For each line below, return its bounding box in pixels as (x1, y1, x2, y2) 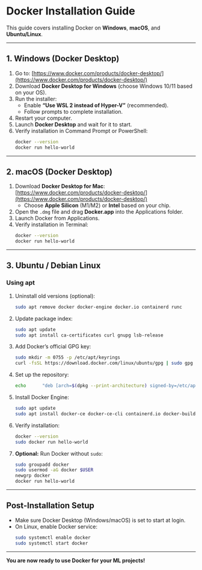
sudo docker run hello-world (14, 439, 88, 445)
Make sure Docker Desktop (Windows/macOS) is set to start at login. (14, 516, 186, 524)
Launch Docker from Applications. (14, 215, 100, 222)
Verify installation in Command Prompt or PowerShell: (14, 127, 148, 134)
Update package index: (14, 315, 73, 322)
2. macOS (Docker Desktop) (6, 167, 113, 177)
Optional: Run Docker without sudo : (14, 450, 103, 457)
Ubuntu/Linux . (6, 30, 43, 37)
